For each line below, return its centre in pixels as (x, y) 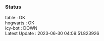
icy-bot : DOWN (21, 28)
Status (13, 7)
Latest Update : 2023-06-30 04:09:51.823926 (52, 34)
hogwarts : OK (20, 23)
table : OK (15, 18)
